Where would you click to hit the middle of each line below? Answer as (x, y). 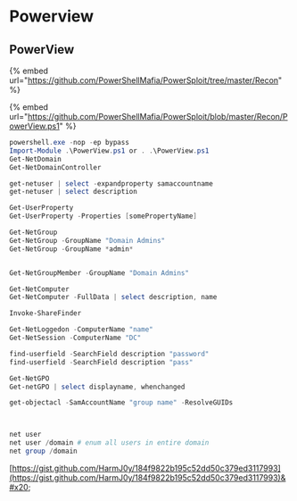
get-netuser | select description (74, 192)
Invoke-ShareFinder (45, 313)
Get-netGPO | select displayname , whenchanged (97, 387)
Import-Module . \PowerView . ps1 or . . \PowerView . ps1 (109, 150)
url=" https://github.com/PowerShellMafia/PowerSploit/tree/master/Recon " (146, 80)
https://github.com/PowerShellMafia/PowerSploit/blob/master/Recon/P (157, 117)
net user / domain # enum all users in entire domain (109, 443)
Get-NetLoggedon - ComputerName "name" (81, 330)
